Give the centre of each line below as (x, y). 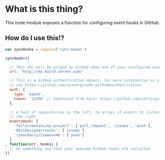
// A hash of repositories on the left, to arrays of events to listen (84, 112)
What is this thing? (44, 9)
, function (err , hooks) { (31, 144)
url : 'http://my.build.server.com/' (47, 72)
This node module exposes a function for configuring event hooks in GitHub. (82, 23)
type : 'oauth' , (29, 94)
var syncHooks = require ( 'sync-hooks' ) (46, 49)
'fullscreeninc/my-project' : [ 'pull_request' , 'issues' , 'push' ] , (83, 126)
